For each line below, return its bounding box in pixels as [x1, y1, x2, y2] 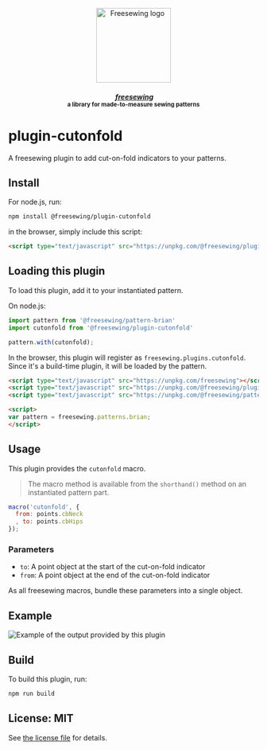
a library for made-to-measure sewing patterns [67, 100, 200, 108]
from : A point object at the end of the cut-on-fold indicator [19, 570, 211, 580]
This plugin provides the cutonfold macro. [8, 463, 146, 473]
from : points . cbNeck [15, 510, 83, 518]
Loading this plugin [8, 264, 106, 278]
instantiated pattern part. [27, 487, 110, 497]
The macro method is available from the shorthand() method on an [27, 479, 247, 489]
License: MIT [8, 712, 74, 725]
